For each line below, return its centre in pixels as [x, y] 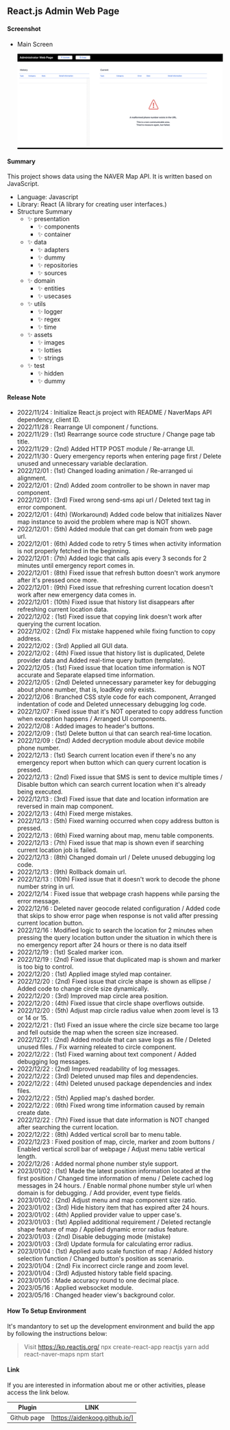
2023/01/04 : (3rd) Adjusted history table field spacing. [95, 1273]
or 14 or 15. [33, 1018]
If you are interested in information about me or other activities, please [106, 1385]
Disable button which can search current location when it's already [112, 785]
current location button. [50, 923]
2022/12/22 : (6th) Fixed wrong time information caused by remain [111, 1105]
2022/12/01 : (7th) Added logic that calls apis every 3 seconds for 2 [112, 558]
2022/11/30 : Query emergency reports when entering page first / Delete [119, 457]
